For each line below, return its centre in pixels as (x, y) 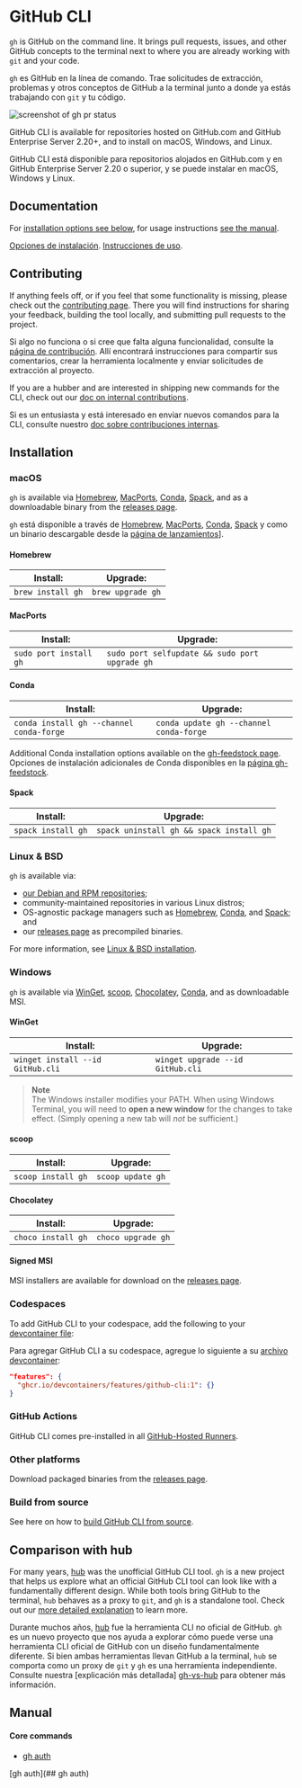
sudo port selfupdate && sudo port (182, 653)
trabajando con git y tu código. (67, 97)
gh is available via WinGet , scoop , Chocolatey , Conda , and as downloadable (149, 992)
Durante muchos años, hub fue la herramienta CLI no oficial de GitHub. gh (146, 1627)
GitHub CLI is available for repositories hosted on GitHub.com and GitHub (145, 131)
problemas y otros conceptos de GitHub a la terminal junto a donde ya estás (150, 87)
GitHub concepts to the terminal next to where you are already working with (150, 50)
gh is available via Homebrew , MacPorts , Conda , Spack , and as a (129, 497)
